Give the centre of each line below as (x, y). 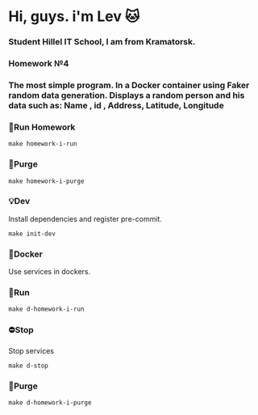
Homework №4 (39, 64)
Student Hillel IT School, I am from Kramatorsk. (102, 42)
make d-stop (28, 366)
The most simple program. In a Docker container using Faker (129, 85)
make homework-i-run (43, 144)
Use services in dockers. (50, 272)
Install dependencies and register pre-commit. (85, 218)
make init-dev (32, 234)
